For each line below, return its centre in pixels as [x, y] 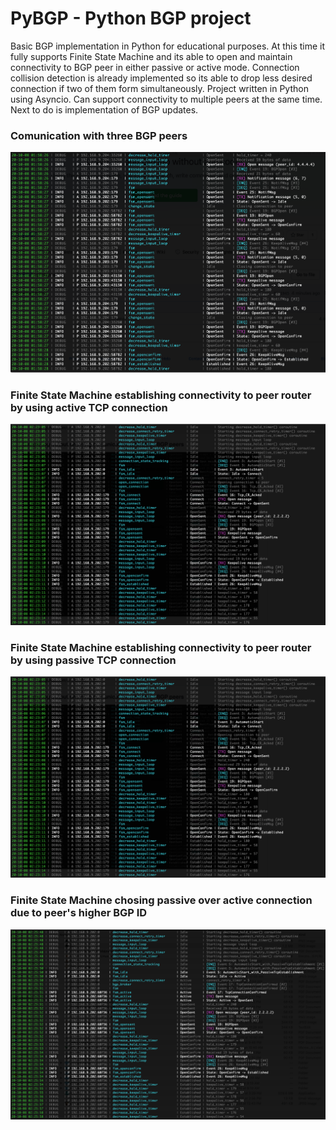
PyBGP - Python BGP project [131, 18]
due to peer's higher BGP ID [79, 913]
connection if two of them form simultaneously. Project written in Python [159, 88]
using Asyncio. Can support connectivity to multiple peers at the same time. [166, 99]
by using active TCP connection [89, 407]
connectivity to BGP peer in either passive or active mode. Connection [155, 67]
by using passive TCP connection [93, 660]
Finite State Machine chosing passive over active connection [161, 900]
